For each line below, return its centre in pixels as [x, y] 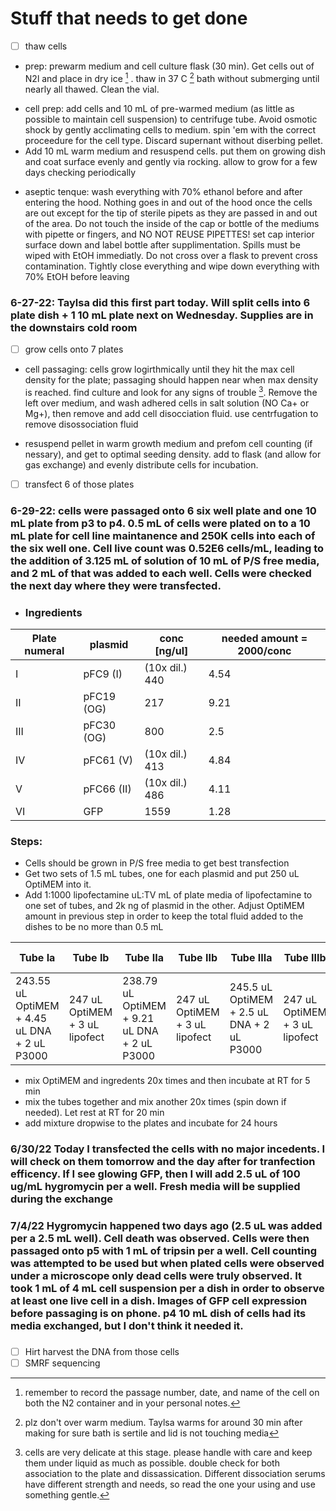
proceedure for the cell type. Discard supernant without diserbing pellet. [173, 140]
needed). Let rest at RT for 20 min [94, 1113]
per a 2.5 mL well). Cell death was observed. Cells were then [160, 1239]
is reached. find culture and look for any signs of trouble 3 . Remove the [171, 391]
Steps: [26, 841]
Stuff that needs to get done [129, 18]
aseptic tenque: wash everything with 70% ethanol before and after [163, 191]
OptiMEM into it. [58, 884]
